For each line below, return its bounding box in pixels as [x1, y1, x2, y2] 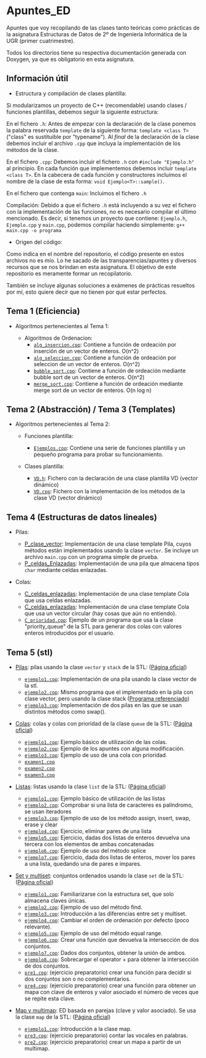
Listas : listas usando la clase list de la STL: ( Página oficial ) [15, 783, 166, 790]
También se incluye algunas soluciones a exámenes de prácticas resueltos [6, 281, 195, 289]
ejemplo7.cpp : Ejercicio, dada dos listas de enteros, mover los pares [24, 853, 196, 861]
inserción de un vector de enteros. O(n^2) [33, 347, 139, 355]
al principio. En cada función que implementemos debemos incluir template [6, 164, 197, 172]
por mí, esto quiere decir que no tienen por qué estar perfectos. [6, 288, 167, 296]
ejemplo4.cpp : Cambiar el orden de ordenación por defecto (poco [24, 917, 189, 923]
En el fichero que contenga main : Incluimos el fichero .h [6, 189, 147, 197]
